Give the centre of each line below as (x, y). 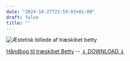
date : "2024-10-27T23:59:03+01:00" (51, 12)
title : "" (19, 23)
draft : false (22, 17)
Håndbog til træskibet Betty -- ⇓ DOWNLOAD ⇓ (65, 51)
